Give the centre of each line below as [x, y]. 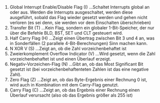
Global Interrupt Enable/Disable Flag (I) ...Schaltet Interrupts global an [80, 7]
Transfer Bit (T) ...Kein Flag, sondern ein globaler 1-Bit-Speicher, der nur [82, 28]
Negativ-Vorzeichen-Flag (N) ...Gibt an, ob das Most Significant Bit [76, 64]
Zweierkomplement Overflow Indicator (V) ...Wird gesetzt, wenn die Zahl [82, 54]
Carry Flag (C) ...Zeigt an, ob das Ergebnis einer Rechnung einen [75, 90]
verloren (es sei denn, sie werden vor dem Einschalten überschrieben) [80, 22]
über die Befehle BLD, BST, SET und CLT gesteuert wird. [66, 33]
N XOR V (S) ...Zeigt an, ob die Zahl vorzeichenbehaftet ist [68, 49]
